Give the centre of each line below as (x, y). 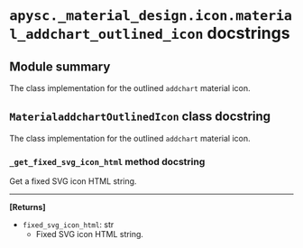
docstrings (248, 33)
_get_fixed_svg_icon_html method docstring (107, 161)
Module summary (60, 66)
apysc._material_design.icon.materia (151, 16)
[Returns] (28, 207)
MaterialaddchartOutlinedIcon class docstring (140, 117)
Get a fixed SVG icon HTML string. (73, 181)
